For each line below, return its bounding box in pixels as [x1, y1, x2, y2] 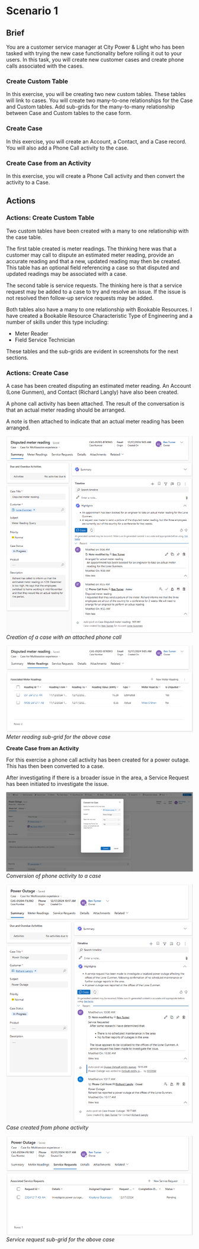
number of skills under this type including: [6, 318, 109, 326]
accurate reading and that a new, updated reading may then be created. [6, 257, 182, 265]
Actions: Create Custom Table [6, 214, 95, 222]
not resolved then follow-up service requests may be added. [6, 294, 154, 301]
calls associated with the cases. [6, 62, 84, 69]
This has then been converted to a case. [6, 763, 105, 770]
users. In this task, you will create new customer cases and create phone [6, 56, 184, 63]
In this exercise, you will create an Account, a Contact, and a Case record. [6, 138, 187, 145]
